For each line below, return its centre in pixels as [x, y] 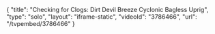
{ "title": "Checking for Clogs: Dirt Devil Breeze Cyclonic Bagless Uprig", [107, 10]
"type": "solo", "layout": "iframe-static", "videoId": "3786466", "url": [102, 17]
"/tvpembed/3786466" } [41, 24]
